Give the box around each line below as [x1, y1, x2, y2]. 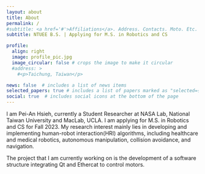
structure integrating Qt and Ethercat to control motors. [6, 161, 145, 168]
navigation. [6, 143, 35, 150]
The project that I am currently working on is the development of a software [6, 154, 196, 162]
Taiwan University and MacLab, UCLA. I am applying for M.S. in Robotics [6, 117, 189, 124]
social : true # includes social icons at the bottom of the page [6, 93, 179, 100]
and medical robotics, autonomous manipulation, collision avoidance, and [6, 136, 191, 143]
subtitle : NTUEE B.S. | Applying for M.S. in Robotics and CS [6, 32, 168, 38]
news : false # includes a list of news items [6, 82, 127, 89]
